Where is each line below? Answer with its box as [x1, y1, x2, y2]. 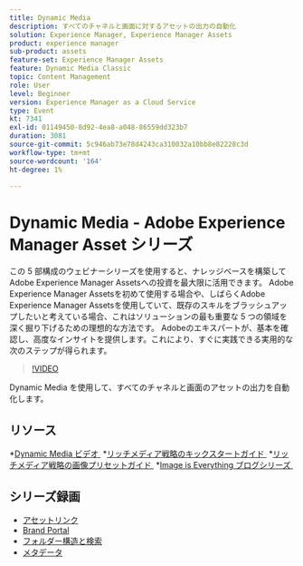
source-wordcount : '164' [9, 156, 103, 166]
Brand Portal [22, 524, 70, 535]
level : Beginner [9, 89, 71, 98]
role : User [9, 81, 51, 90]
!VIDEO [31, 364, 59, 375]
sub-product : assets [9, 47, 88, 56]
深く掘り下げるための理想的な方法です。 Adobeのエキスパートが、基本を [9, 323, 281, 334]
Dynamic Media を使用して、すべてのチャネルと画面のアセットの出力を [9, 382, 274, 393]
